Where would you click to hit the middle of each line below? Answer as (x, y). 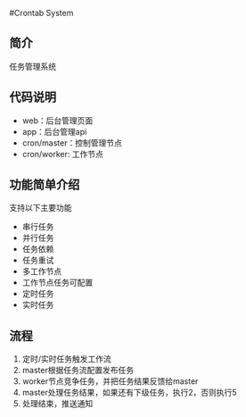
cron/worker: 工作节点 (63, 154)
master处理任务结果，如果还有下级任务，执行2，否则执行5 (130, 393)
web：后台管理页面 (57, 121)
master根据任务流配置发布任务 (78, 371)
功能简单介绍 (45, 185)
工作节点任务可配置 (57, 283)
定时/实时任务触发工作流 (66, 359)
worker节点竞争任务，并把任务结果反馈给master (110, 381)
